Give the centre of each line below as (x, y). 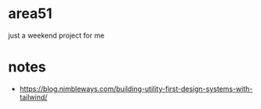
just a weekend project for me (56, 35)
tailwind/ (33, 97)
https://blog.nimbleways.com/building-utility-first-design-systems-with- (136, 89)
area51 (30, 14)
